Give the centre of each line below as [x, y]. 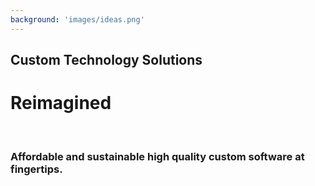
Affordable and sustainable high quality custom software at [157, 156]
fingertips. [36, 169]
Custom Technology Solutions [106, 60]
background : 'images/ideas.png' [77, 19]
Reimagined [61, 103]
